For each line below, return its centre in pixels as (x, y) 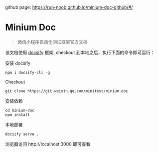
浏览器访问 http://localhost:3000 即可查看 (48, 144)
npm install (17, 114)
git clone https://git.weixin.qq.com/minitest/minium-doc (67, 91)
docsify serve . (22, 134)
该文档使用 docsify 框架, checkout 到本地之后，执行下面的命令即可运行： (80, 52)
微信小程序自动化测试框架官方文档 (52, 41)
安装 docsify (18, 63)
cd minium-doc (20, 110)
